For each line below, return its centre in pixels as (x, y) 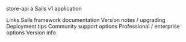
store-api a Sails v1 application (44, 9)
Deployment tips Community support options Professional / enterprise (93, 26)
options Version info (31, 33)
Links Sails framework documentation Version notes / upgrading (86, 20)
